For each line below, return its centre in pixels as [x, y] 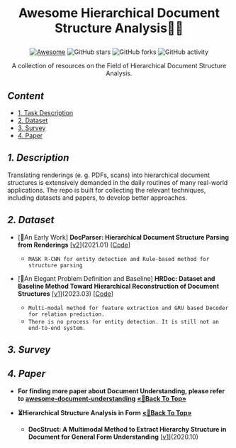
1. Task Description [45, 113]
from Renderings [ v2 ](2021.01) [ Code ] [74, 245]
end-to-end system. [57, 328]
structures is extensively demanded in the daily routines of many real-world [118, 182]
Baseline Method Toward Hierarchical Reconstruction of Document [118, 286]
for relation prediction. [66, 314]
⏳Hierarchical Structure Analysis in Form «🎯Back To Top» [105, 412]
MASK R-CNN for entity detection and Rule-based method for [119, 259]
